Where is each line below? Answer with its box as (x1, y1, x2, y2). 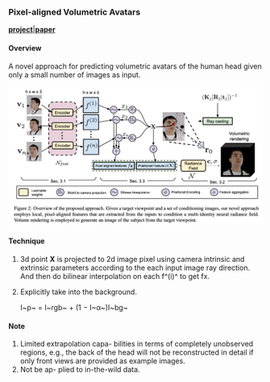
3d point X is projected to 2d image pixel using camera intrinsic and (19, 255, 245, 264)
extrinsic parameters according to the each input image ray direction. (19, 263, 251, 272)
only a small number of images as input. (8, 69, 141, 79)
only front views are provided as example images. (19, 356, 185, 366)
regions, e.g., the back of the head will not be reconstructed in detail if (19, 347, 254, 357)
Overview (8, 43, 42, 52)
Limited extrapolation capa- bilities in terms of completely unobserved (19, 339, 254, 349)
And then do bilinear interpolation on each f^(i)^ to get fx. (19, 272, 210, 281)
